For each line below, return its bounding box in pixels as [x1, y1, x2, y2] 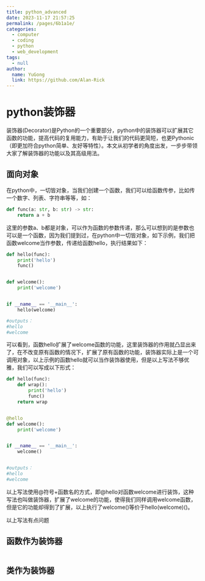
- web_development [12, 49, 59, 55]
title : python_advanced [6, 9, 67, 15]
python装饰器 [6, 105, 76, 119]
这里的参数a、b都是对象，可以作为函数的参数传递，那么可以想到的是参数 [6, 224, 189, 231]
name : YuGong [12, 71, 45, 78]
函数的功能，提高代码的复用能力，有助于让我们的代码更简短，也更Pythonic [6, 134, 194, 142]
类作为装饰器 [6, 565, 55, 576]
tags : [6, 54, 20, 60]
